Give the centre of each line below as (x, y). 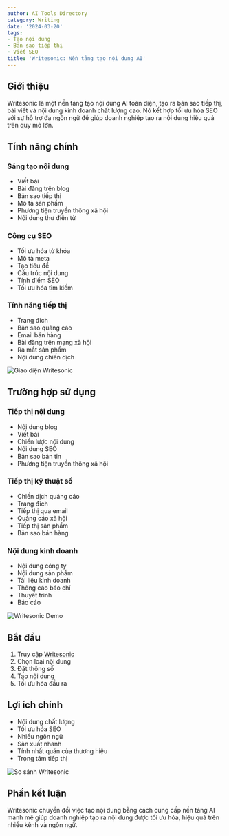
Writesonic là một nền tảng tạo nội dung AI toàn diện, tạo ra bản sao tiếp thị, (115, 103)
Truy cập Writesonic (46, 654)
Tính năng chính (43, 147)
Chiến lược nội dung (45, 441)
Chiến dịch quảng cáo (48, 496)
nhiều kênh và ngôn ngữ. (42, 824)
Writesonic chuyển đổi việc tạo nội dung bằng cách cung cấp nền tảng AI (111, 810)
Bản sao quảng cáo (44, 328)
